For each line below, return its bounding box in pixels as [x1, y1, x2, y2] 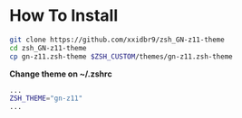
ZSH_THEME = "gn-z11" [9, 94, 83, 104]
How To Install [9, 5, 119, 26]
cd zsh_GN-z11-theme [9, 43, 88, 52]
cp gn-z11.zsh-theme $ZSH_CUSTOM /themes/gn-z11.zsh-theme [9, 51, 233, 61]
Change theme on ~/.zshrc [9, 68, 112, 79]
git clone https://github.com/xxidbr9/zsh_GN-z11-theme [9, 35, 225, 44]
